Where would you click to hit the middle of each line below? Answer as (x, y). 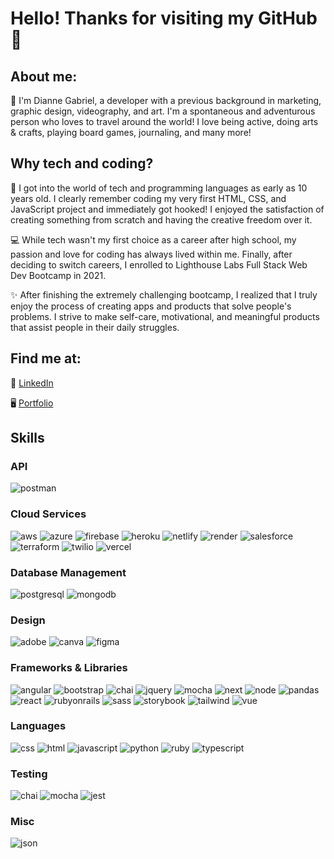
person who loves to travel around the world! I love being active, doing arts (164, 121)
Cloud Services (48, 514)
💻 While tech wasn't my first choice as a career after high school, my (153, 239)
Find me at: (46, 358)
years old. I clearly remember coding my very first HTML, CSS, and (148, 198)
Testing (29, 774)
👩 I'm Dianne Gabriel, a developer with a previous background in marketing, (166, 100)
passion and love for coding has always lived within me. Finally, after (151, 254)
